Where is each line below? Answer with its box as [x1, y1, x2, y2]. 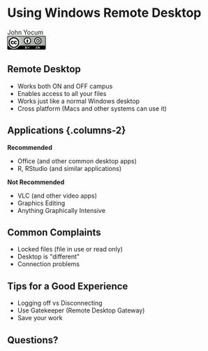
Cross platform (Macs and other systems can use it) [17, 104, 168, 113]
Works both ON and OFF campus [17, 82, 113, 90]
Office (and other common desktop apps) [17, 156, 138, 165]
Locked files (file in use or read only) [17, 245, 124, 254]
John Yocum [7, 28, 44, 36]
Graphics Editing [17, 198, 66, 207]
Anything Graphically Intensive [17, 206, 106, 214]
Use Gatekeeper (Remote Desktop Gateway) [17, 306, 145, 315]
